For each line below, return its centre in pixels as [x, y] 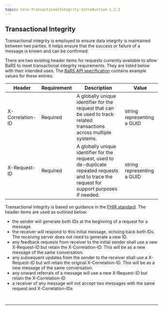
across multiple [94, 132]
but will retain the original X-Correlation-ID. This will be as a [95, 263]
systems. [87, 139]
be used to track [95, 114]
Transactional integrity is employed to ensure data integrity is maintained [78, 41]
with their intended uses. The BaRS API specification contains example [76, 71]
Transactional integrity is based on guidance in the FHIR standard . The [75, 207]
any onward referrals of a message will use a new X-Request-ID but [80, 273]
